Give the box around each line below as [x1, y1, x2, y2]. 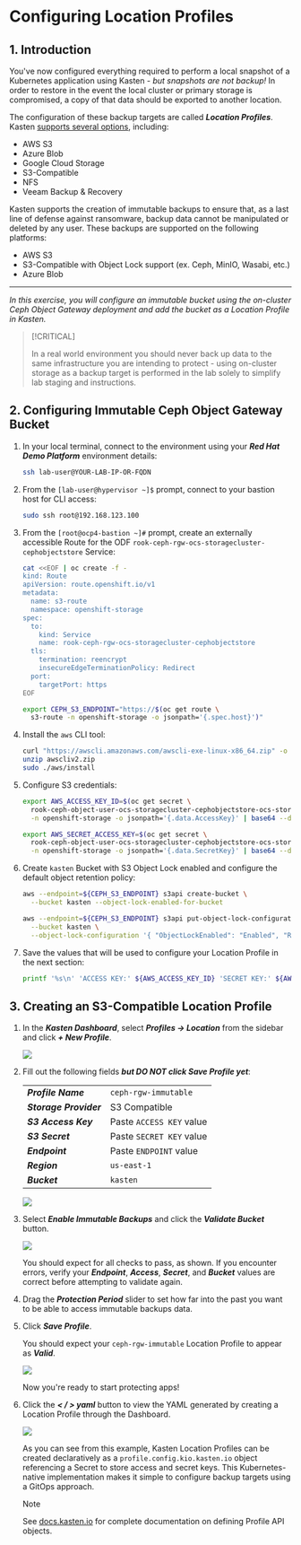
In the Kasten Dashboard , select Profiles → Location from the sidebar [21, 1023, 284, 1034]
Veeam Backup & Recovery [21, 187, 123, 196]
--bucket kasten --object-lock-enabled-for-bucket [30, 898, 224, 907]
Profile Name [26, 1087, 85, 1099]
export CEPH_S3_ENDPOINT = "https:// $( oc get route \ [21, 704, 219, 714]
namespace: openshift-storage [30, 605, 143, 614]
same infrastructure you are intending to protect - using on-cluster [30, 358, 278, 369]
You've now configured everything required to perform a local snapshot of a [9, 65, 290, 76]
